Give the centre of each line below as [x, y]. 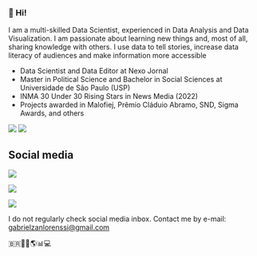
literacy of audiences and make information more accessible [107, 56]
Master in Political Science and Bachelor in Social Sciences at [121, 80]
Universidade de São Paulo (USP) [75, 88]
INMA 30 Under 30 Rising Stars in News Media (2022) [109, 96]
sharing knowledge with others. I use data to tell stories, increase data [124, 47]
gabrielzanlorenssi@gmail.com [59, 227]
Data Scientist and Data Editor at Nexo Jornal [94, 71]
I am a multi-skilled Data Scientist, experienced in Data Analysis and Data [128, 30]
